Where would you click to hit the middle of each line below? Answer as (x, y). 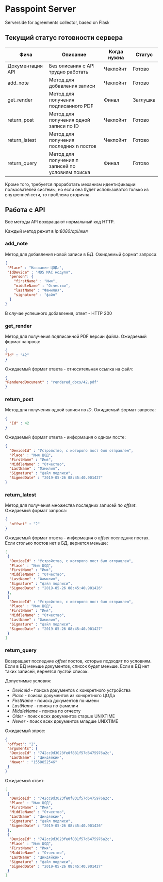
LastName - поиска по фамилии (45, 706)
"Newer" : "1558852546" (33, 762)
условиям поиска (70, 172)
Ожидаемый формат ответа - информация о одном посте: (65, 437)
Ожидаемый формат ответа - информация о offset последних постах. (77, 538)
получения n (64, 160)
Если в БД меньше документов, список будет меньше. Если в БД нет (77, 666)
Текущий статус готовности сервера (64, 38)
